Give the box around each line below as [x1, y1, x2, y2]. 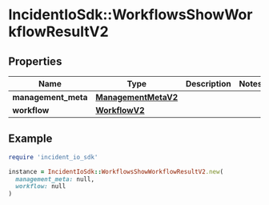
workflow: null [15, 183, 66, 191]
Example [8, 132, 53, 146]
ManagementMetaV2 [95, 92, 179, 102]
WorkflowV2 [95, 105, 146, 115]
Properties [8, 54, 62, 68]
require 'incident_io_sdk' [8, 153, 98, 161]
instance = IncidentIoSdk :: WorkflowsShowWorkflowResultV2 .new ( [8, 167, 224, 175]
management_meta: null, [15, 175, 94, 183]
